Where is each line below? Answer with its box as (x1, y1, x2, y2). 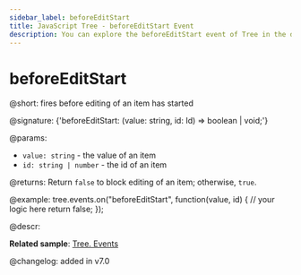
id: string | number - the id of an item (21, 159, 168, 170)
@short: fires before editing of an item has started (9, 98, 194, 108)
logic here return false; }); (9, 203, 105, 215)
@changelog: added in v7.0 (9, 256, 110, 267)
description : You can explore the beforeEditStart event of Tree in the (9, 30, 287, 39)
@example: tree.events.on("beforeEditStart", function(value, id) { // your (9, 194, 275, 205)
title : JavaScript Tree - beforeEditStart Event (9, 21, 194, 30)
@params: (9, 133, 47, 143)
